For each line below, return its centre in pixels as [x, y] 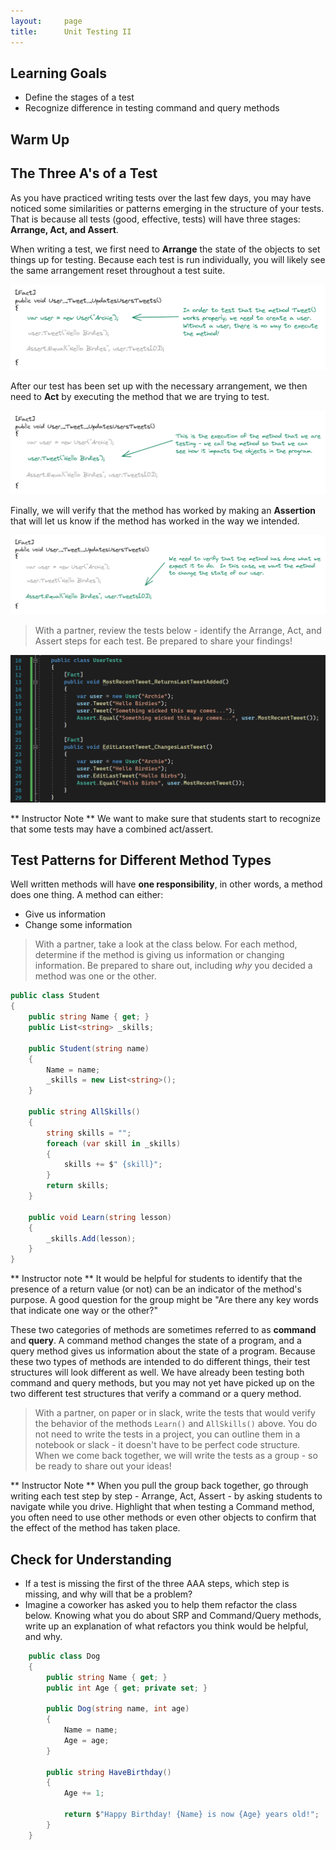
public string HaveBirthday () [109, 1772]
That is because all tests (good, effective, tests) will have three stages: [155, 219]
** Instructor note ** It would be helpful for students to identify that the [156, 1279]
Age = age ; [86, 1740]
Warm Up [40, 139]
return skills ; [78, 1186]
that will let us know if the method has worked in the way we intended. [155, 521]
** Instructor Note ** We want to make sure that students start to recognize [165, 818]
